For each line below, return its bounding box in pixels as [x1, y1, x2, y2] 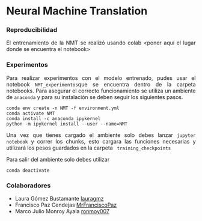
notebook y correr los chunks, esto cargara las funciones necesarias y [6, 138, 196, 145]
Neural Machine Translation [6, 4, 148, 18]
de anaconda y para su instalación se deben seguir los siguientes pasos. [6, 93, 183, 100]
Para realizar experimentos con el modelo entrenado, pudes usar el [6, 74, 196, 82]
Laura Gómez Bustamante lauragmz [14, 195, 104, 202]
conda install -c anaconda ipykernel [6, 115, 101, 121]
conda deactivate [6, 167, 50, 174]
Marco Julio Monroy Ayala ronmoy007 [14, 208, 110, 215]
